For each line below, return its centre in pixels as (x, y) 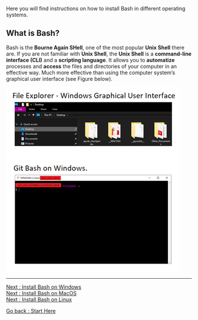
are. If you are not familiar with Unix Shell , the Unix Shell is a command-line (99, 54)
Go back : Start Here (31, 311)
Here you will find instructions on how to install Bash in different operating (96, 9)
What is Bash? (33, 33)
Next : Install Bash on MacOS (41, 293)
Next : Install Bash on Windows (44, 287)
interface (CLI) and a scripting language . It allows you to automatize (90, 60)
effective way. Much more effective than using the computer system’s (91, 72)
